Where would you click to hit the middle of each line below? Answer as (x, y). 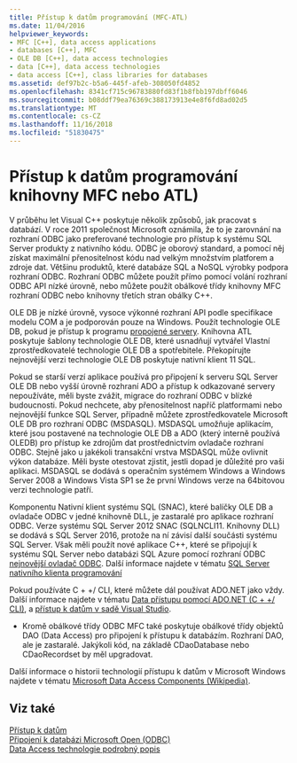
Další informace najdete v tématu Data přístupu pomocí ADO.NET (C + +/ (142, 599)
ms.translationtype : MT (53, 108)
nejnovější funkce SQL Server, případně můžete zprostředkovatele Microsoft (148, 414)
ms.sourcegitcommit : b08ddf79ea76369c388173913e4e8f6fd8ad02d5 (129, 100)
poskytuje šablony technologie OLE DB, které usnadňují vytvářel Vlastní (140, 340)
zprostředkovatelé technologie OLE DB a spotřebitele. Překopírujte (130, 350)
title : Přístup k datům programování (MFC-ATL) (99, 17)
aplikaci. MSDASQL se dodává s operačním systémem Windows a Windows (147, 471)
